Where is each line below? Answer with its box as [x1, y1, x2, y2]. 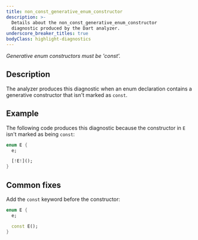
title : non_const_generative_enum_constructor [6, 8, 123, 15]
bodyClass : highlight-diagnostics [6, 36, 92, 42]
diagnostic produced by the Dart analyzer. [11, 25, 120, 31]
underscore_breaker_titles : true [6, 31, 89, 37]
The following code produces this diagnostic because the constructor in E [6, 124, 186, 131]
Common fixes [6, 180, 61, 190]
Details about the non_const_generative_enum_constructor [11, 20, 158, 25]
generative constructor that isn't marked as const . [6, 91, 128, 98]
